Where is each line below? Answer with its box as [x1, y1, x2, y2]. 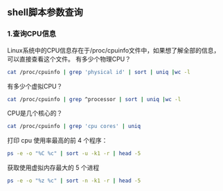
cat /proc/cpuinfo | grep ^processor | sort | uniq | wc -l [7, 95, 181, 102]
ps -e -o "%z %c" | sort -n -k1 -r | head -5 [7, 177, 141, 185]
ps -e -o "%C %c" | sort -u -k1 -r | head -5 [7, 150, 141, 157]
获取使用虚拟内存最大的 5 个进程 [7, 163, 100, 172]
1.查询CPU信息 [7, 29, 57, 39]
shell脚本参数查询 [7, 6, 83, 19]
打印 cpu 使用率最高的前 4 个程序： [7, 136, 108, 145]
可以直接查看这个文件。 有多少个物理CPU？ [7, 55, 132, 63]
